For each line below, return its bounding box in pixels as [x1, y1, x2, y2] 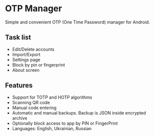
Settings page [12, 57, 41, 63]
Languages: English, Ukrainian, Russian [12, 125, 92, 131]
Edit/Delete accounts [12, 46, 55, 52]
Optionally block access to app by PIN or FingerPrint [12, 120, 118, 126]
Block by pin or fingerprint [12, 62, 65, 68]
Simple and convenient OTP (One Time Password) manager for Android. [5, 19, 150, 25]
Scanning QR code [12, 99, 50, 105]
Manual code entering [12, 105, 57, 111]
